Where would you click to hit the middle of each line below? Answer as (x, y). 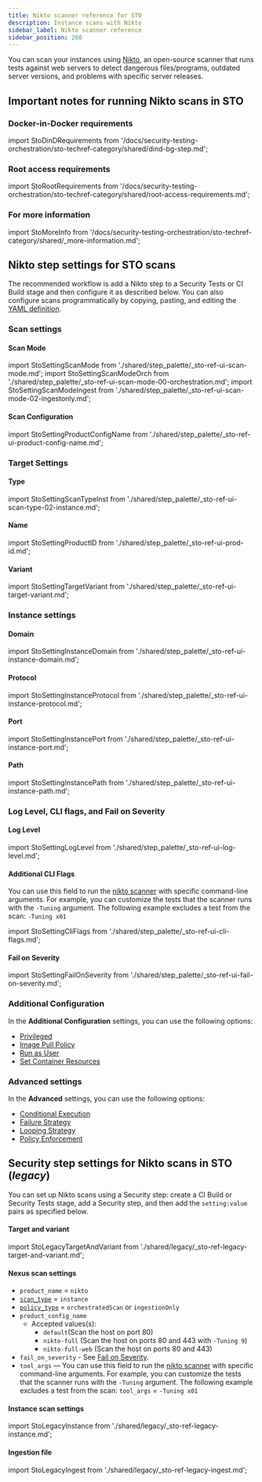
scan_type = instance (54, 1299)
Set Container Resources (60, 1061)
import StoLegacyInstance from (59, 1426)
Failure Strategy (45, 1122)
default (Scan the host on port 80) (98, 1332)
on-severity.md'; (35, 984)
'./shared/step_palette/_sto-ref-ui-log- (175, 848)
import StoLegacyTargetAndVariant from (73, 1247)
